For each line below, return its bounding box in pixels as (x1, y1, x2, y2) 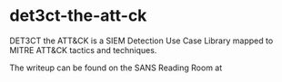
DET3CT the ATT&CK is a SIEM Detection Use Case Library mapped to (9, 35, 274, 46)
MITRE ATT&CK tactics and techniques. (9, 44, 157, 55)
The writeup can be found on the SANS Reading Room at (9, 62, 223, 73)
